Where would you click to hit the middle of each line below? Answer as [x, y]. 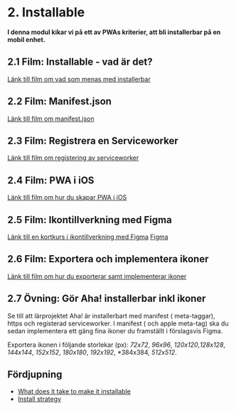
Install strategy [39, 399]
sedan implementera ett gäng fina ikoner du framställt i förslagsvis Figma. [115, 330]
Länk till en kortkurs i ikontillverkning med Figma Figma [88, 237]
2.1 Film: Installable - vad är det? [80, 62]
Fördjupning [35, 375]
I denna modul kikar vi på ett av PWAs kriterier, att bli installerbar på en [114, 32]
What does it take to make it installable [74, 392]
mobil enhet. [27, 39]
